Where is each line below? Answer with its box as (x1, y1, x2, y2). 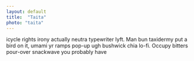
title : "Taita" (6, 14, 46, 20)
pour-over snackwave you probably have (6, 49, 107, 56)
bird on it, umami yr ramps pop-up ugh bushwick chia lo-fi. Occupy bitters (6, 42, 189, 49)
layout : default (6, 8, 46, 15)
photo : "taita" (6, 20, 44, 25)
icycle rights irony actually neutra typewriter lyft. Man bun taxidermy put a (6, 36, 187, 43)
